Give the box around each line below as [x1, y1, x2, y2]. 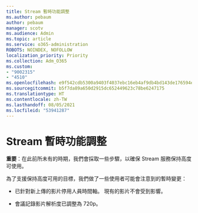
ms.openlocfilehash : [6, 80, 57, 86]
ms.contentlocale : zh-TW [6, 96, 67, 102]
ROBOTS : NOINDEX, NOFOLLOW [6, 47, 72, 53]
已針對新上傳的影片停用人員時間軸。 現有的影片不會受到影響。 [14, 188, 166, 195]
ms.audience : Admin [6, 31, 54, 37]
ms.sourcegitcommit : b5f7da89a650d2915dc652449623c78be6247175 [6, 86, 165, 91]
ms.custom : [6, 63, 33, 70]
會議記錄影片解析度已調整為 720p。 [14, 200, 101, 207]
